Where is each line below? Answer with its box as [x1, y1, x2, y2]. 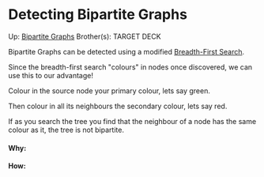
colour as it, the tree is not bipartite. [8, 125, 125, 134]
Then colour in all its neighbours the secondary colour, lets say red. [8, 101, 228, 111]
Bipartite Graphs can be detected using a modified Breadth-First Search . [8, 47, 245, 56]
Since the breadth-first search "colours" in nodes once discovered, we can [8, 62, 253, 72]
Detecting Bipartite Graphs [8, 6, 188, 24]
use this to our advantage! [8, 70, 93, 80]
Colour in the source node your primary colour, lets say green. [8, 85, 211, 96]
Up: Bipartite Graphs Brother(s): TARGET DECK [8, 32, 161, 41]
